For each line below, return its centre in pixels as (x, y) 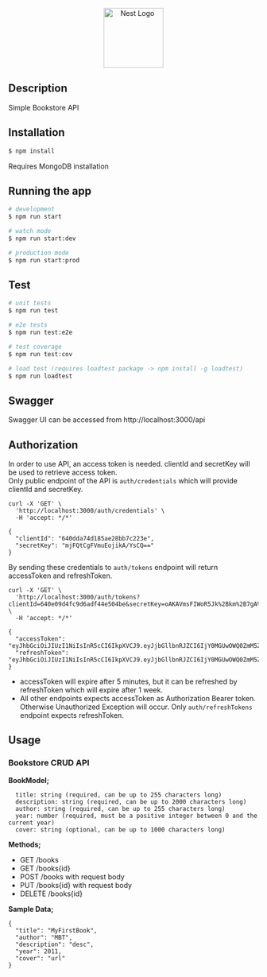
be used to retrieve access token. (63, 472)
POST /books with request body (72, 876)
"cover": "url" (41, 958)
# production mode (39, 253)
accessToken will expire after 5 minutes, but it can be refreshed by (128, 681)
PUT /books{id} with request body (76, 885)
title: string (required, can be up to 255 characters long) (119, 795)
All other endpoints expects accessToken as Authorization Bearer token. (137, 698)
